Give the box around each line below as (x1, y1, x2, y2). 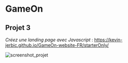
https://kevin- (94, 37, 123, 43)
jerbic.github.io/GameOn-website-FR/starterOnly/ (5, 42, 109, 48)
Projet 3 (5, 23, 30, 32)
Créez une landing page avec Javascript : (5, 37, 93, 43)
